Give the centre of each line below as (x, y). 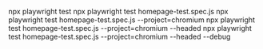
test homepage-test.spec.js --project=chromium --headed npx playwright (130, 28)
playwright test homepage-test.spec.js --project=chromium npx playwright (132, 20)
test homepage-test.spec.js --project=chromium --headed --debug (120, 36)
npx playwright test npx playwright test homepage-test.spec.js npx (119, 11)
